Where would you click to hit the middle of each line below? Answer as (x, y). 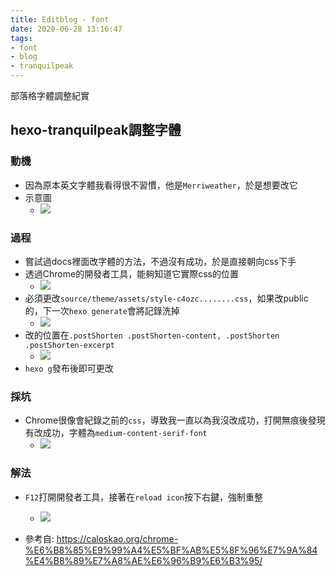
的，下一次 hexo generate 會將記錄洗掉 (102, 310)
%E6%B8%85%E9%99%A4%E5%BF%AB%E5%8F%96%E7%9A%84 (171, 550)
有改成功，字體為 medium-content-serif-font (116, 433)
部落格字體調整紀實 (50, 95)
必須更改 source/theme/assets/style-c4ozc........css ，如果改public (166, 298)
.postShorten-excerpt (69, 345)
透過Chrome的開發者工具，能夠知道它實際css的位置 (131, 273)
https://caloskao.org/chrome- (117, 538)
